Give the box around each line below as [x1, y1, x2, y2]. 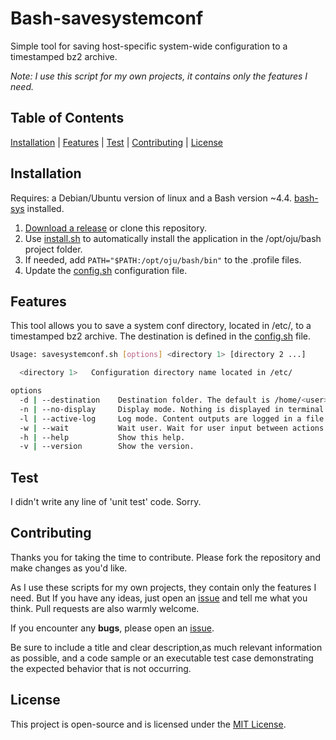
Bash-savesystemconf [10, 7, 204, 30]
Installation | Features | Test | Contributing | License [10, 136, 223, 148]
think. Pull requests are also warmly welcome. [10, 602, 200, 614]
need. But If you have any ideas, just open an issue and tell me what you [10, 592, 308, 604]
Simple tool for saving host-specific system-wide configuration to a [10, 40, 288, 52]
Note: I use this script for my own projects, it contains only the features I [10, 70, 308, 82]
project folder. [24, 243, 83, 255]
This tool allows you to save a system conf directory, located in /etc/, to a [10, 320, 312, 332]
